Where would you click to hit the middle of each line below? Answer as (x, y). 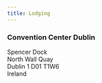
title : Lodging (29, 13)
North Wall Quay (30, 59)
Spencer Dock (27, 52)
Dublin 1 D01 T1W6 (33, 66)
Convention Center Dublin (51, 37)
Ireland (17, 73)
